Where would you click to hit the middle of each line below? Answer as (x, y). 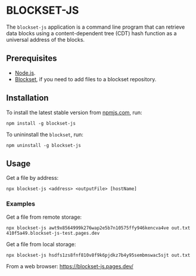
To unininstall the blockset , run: (45, 134)
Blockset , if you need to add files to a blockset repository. (85, 79)
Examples (21, 204)
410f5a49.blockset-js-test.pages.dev (53, 233)
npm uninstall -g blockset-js (44, 145)
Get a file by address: (32, 178)
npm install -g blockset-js (41, 123)
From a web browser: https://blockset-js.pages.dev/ (70, 266)
